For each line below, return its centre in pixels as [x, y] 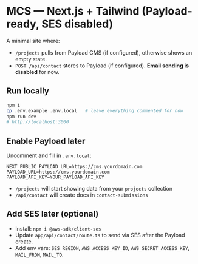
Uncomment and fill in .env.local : [49, 155]
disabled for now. [37, 72]
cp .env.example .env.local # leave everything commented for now [95, 110]
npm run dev [21, 117]
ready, [23, 24]
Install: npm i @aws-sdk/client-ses [58, 228]
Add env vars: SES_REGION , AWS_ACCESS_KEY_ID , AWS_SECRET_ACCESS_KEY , [102, 248]
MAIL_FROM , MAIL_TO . [39, 254]
